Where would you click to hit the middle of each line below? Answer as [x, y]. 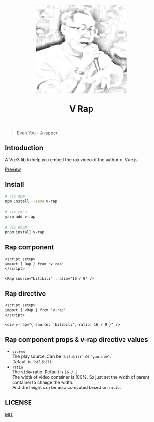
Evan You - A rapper [37, 133]
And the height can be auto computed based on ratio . [66, 387]
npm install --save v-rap [31, 201]
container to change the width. [43, 382]
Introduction [24, 148]
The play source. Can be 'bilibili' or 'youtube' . [62, 356]
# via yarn [16, 212]
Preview [13, 169]
